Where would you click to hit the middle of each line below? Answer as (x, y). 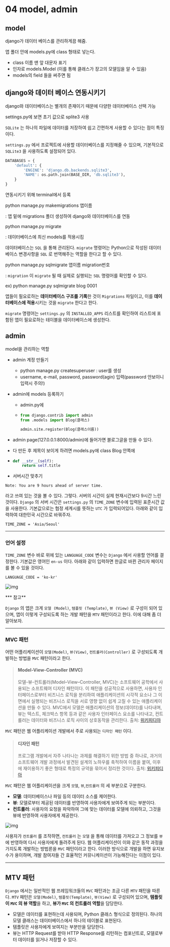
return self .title (41, 466)
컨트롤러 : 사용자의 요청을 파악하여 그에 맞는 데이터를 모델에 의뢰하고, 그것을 (87, 809)
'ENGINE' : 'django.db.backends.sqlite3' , (68, 170)
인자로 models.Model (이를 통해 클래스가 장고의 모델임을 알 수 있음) (79, 69)
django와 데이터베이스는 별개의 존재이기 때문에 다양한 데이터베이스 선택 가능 (80, 106)
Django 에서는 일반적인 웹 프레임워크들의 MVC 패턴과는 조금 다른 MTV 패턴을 (78, 891)
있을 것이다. (33, 567)
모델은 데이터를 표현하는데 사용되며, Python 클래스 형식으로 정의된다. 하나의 (88, 914)
